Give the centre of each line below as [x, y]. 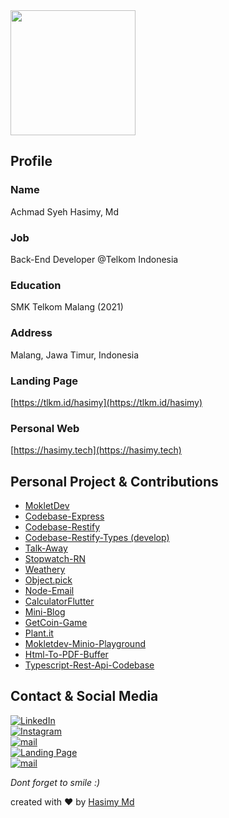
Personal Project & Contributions [114, 481]
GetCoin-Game [56, 622]
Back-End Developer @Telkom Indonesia [94, 259]
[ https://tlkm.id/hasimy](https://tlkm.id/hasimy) [106, 402]
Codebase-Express [64, 516]
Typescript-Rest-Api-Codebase [89, 665]
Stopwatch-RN [55, 558]
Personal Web [45, 428]
